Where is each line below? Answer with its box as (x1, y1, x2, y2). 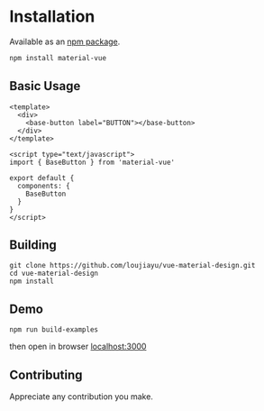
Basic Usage (9, 78, 81, 94)
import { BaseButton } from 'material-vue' (9, 158, 176, 167)
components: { (17, 181, 70, 190)
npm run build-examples (9, 325, 99, 334)
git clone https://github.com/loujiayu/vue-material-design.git (9, 261, 256, 270)
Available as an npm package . (9, 36, 121, 47)
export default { (9, 173, 75, 182)
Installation (9, 6, 96, 27)
